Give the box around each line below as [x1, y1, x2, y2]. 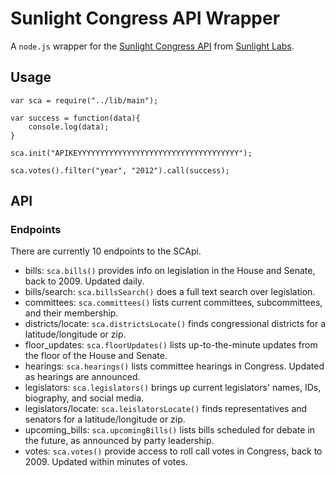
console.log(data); [28, 122, 110, 132]
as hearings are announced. [24, 371, 141, 383]
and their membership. [24, 307, 119, 319]
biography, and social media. [24, 392, 145, 404]
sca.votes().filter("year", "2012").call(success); [10, 165, 230, 176]
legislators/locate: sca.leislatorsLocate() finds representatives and [24, 403, 308, 415]
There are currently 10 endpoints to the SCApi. [10, 245, 202, 257]
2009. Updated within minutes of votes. [24, 456, 188, 468]
